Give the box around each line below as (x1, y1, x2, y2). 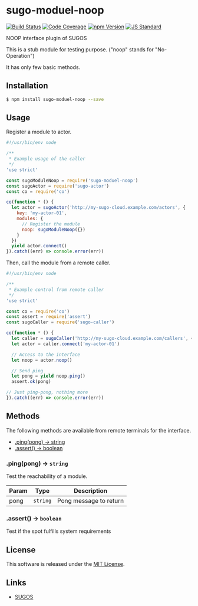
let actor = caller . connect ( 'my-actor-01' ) (11, 340, 120, 347)
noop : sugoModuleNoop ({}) (21, 227, 85, 232)
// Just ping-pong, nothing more (6, 389, 88, 395)
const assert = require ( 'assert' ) (6, 314, 91, 320)
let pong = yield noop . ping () (11, 373, 85, 379)
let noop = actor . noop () (11, 357, 72, 363)
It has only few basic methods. (6, 63, 81, 71)
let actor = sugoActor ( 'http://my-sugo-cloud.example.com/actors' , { (11, 205, 186, 211)
